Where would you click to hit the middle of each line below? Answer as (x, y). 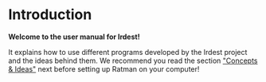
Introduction (50, 15)
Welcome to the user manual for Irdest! (74, 37)
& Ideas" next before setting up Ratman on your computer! (104, 68)
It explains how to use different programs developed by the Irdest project (128, 52)
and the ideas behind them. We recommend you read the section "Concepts (133, 61)
